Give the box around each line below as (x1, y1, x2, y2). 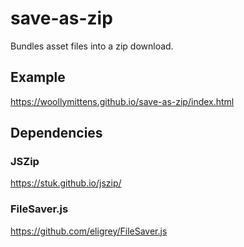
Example (10, 69, 66, 86)
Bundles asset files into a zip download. (10, 40, 174, 52)
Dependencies (10, 125, 103, 142)
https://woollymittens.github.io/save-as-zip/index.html (10, 95, 235, 107)
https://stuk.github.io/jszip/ (10, 177, 122, 189)
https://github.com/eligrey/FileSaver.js (10, 225, 168, 237)
